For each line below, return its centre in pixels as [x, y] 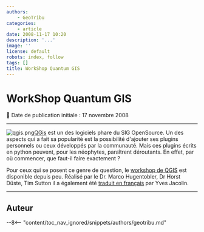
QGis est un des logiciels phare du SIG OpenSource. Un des [109, 133]
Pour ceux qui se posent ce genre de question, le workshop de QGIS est [97, 170]
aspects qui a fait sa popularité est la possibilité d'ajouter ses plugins [93, 139]
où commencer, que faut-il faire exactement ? [63, 159]
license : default [28, 52]
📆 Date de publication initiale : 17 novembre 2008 [67, 115]
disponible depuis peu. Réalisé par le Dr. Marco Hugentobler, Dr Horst [93, 177]
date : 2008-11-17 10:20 [36, 35]
